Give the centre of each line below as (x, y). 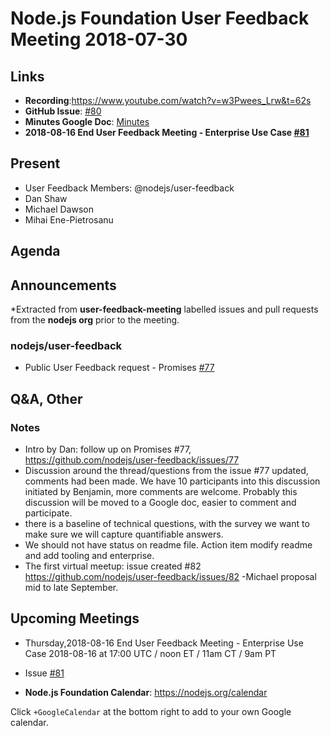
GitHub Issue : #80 (63, 111)
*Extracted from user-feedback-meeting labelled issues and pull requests (164, 309)
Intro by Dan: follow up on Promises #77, (108, 449)
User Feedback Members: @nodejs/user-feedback (129, 188)
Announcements (63, 285)
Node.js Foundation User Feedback (160, 18)
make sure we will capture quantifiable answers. (124, 534)
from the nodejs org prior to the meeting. (95, 320)
